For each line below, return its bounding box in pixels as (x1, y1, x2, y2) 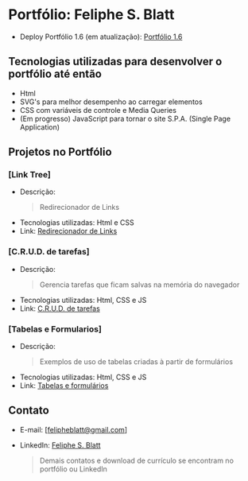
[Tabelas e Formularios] (8, 324, 102, 335)
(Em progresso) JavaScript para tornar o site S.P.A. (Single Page (19, 114, 231, 123)
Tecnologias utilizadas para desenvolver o (8, 55, 223, 68)
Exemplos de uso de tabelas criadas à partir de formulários (39, 357, 233, 367)
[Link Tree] (8, 169, 52, 180)
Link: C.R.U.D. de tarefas (19, 304, 101, 313)
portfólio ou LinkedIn (39, 464, 107, 474)
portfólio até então (8, 68, 102, 81)
